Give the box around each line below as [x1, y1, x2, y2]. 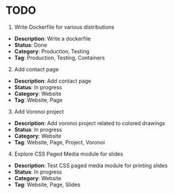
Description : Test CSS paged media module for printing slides [14, 162, 168, 169]
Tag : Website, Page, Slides [14, 181, 81, 188]
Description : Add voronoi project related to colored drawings [14, 119, 166, 126]
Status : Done [14, 41, 47, 48]
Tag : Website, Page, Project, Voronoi [14, 138, 105, 145]
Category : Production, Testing [14, 47, 90, 54]
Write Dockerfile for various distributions [14, 23, 115, 31]
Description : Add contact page [14, 77, 91, 84]
